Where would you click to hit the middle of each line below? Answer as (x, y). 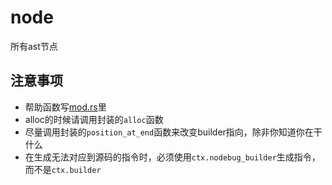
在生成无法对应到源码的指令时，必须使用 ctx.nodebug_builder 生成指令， (172, 157)
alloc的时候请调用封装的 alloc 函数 (94, 119)
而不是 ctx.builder (63, 169)
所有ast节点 (34, 46)
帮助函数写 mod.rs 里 (65, 107)
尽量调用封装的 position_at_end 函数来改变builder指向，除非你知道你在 (169, 132)
